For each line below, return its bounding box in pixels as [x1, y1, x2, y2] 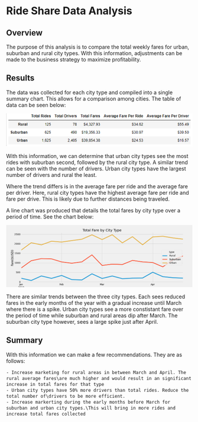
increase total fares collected [6, 411, 86, 417]
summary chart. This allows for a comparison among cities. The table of [6, 95, 181, 102]
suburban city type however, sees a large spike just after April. [6, 318, 158, 325]
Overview [6, 28, 43, 38]
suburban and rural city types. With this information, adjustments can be [6, 50, 183, 57]
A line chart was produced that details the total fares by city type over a [6, 207, 181, 214]
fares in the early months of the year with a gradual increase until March [6, 299, 182, 306]
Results [6, 73, 35, 83]
